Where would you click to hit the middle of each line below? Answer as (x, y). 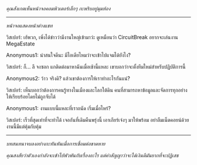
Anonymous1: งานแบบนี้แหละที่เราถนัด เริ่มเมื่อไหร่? (59, 108)
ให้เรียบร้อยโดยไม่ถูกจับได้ (31, 96)
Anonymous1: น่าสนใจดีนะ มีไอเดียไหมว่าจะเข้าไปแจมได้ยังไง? (68, 55)
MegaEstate (21, 44)
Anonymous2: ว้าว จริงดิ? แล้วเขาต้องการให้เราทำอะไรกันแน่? (68, 78)
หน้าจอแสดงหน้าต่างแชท (29, 25)
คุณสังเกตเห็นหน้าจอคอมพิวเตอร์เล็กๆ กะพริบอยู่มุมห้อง (58, 8)
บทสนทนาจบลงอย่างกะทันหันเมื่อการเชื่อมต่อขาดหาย (56, 143)
